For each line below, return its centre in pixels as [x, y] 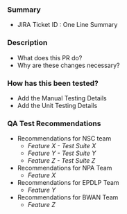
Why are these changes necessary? [68, 65]
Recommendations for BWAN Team [68, 197]
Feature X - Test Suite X [62, 146]
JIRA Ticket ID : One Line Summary [67, 25]
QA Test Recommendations [54, 123]
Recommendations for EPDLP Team [68, 183]
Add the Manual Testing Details [62, 98]
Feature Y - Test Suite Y [62, 153]
